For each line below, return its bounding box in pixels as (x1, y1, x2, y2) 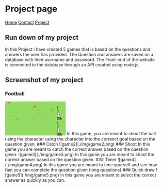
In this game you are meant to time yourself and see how (43, 161, 158, 168)
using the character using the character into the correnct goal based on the (5, 136, 156, 141)
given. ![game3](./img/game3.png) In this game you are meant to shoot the (5, 151, 155, 157)
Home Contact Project (5, 19, 49, 25)
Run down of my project (5, 33, 79, 42)
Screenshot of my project (5, 76, 83, 84)
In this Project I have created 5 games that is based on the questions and (5, 46, 151, 52)
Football (5, 91, 25, 97)
